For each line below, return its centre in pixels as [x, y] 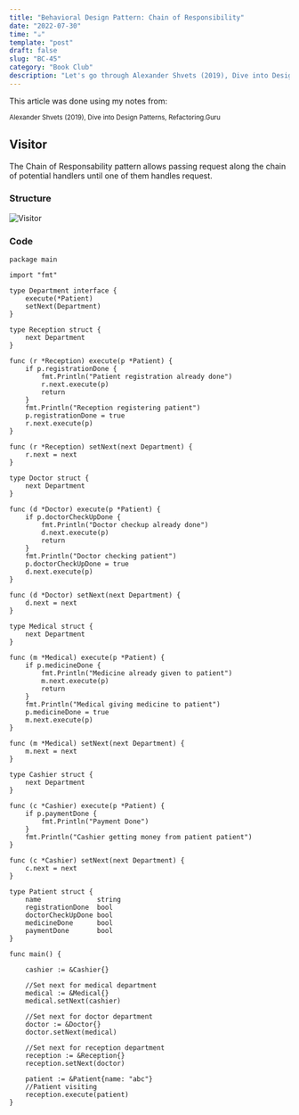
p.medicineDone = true [67, 713]
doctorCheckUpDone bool [69, 915]
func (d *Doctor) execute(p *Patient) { [85, 509]
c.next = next [51, 869]
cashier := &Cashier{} [67, 970]
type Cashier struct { [51, 775]
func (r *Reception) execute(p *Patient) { [91, 361]
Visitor [28, 145]
